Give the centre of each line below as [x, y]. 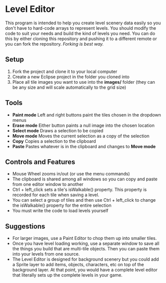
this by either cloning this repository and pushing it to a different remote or [81, 39]
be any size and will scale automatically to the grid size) [69, 87]
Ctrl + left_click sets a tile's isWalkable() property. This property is [80, 190]
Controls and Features [40, 162]
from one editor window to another [48, 184]
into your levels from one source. [46, 254]
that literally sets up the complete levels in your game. [67, 275]
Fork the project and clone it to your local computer [65, 71]
